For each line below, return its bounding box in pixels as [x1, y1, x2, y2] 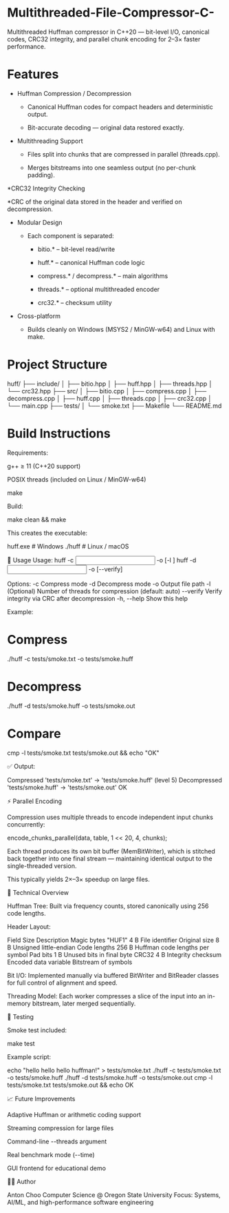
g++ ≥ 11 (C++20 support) [7, 462, 81, 470]
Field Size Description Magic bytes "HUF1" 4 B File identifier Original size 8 [7, 936, 220, 944]
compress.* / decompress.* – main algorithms [37, 271, 168, 280]
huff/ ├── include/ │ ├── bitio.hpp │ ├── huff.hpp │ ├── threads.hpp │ [7, 379, 213, 388]
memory [7, 999, 31, 1007]
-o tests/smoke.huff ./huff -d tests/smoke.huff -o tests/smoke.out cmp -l [7, 1073, 213, 1081]
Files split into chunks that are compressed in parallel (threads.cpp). [27, 150, 220, 158]
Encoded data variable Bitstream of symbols [7, 958, 133, 966]
